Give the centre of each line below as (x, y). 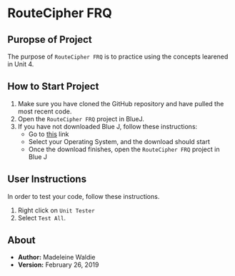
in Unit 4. (21, 64)
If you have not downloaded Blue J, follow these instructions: (107, 126)
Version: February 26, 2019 (58, 265)
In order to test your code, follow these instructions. (84, 196)
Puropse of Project (50, 40)
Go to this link (49, 134)
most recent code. (45, 111)
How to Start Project (53, 87)
